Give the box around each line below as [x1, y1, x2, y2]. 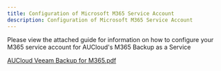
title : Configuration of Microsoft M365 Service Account [7, 10, 175, 17]
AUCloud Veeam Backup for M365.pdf [7, 56, 117, 64]
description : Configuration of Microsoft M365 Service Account [7, 17, 193, 23]
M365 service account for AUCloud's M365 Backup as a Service [7, 43, 191, 51]
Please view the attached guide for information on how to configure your [7, 35, 214, 43]
